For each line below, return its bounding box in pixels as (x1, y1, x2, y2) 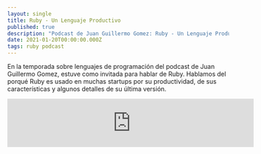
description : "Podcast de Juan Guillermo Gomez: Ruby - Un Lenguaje (7, 30, 212, 37)
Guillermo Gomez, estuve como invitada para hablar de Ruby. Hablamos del (7, 70, 227, 78)
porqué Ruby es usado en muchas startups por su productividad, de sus (7, 77, 217, 85)
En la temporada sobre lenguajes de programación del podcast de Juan (7, 63, 215, 70)
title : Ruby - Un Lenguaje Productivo (7, 17, 121, 24)
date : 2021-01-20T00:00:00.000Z (7, 37, 102, 44)
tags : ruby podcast (7, 43, 65, 50)
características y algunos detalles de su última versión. (7, 85, 167, 93)
